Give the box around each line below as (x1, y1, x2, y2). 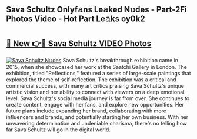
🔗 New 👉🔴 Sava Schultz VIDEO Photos (6, 38, 152, 48)
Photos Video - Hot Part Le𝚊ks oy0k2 (6, 14, 145, 24)
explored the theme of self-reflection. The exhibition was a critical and (6, 76, 176, 83)
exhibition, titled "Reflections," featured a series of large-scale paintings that (6, 70, 191, 77)
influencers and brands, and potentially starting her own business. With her (6, 114, 189, 120)
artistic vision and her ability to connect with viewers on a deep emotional (6, 88, 185, 95)
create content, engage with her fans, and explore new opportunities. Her (6, 101, 184, 108)
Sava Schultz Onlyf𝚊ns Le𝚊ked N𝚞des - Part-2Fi (6, 5, 187, 15)
